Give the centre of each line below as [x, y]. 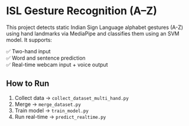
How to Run [28, 84]
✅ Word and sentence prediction [46, 58]
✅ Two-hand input [28, 51]
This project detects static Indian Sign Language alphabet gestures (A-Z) [95, 27]
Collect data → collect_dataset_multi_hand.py [71, 98]
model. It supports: [29, 40]
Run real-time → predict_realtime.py [60, 117]
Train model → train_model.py [52, 110]
